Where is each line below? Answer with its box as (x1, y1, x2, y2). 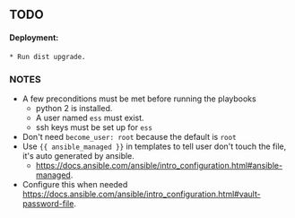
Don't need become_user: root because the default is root (22, 131, 237, 142)
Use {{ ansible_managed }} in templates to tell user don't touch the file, (22, 141, 287, 152)
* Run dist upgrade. (9, 52, 87, 61)
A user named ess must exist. (35, 112, 145, 123)
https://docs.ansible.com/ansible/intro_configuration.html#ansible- (35, 160, 283, 170)
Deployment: (9, 31, 59, 43)
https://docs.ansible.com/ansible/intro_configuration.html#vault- (22, 188, 262, 199)
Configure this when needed (22, 179, 128, 189)
